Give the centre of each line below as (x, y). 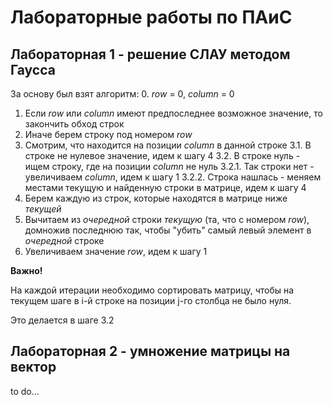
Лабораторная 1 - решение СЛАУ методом (150, 54)
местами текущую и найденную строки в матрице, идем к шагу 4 (165, 187)
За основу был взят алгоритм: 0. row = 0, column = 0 (122, 94)
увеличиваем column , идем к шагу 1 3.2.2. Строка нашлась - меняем (173, 177)
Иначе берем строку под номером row (108, 134)
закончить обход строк (74, 124)
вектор (33, 367)
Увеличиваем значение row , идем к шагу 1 (116, 251)
